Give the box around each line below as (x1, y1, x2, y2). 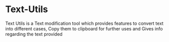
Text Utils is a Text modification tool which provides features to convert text (5, 20, 164, 26)
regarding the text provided (5, 31, 63, 37)
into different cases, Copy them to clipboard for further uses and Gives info (5, 25, 163, 31)
